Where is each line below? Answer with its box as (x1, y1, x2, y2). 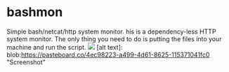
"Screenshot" (6, 57, 46, 66)
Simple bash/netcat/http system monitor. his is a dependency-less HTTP (6, 27, 216, 36)
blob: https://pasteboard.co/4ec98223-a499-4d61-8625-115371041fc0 (6, 50, 210, 59)
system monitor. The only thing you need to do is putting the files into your (6, 34, 222, 43)
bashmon (6, 4, 63, 20)
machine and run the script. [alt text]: (6, 43, 123, 51)
